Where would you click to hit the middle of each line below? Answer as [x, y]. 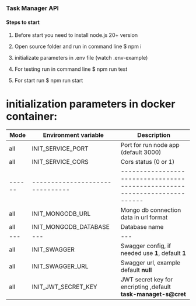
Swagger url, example [150, 263]
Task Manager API [33, 8]
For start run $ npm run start [49, 81]
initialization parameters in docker [91, 104]
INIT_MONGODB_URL [61, 214]
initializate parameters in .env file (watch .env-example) [81, 58]
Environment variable [73, 135]
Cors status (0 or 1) [148, 162]
